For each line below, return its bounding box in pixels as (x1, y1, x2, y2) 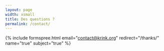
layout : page (5, 7, 33, 12)
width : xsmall (5, 12, 35, 17)
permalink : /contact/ (5, 21, 51, 26)
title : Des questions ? (5, 16, 55, 21)
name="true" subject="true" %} (5, 40, 71, 46)
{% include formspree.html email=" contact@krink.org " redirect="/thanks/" (5, 35, 159, 41)
